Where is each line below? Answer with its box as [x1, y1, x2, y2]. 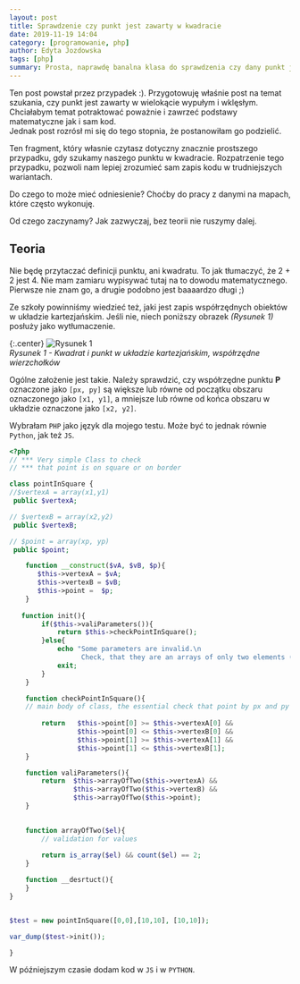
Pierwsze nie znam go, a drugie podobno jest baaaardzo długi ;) [9, 284, 245, 295]
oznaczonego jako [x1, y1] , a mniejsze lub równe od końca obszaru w [9, 393, 271, 403]
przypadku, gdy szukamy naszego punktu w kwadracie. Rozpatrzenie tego [9, 152, 284, 163]
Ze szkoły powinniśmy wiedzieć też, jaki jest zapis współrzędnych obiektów [9, 301, 288, 312]
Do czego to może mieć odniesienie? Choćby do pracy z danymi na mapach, [9, 189, 291, 199]
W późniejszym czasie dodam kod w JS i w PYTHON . [9, 964, 196, 975]
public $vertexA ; [12, 496, 78, 505]
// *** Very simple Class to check [9, 455, 142, 464]
